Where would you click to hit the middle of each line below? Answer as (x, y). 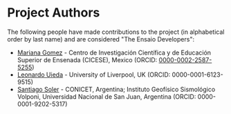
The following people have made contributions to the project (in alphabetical (116, 32)
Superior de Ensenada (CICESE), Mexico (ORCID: (87, 59)
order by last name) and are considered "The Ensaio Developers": (101, 39)
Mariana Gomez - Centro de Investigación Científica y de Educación (114, 53)
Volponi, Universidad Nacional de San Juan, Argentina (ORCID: (107, 96)
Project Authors (54, 13)
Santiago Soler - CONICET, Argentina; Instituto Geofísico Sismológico (116, 89)
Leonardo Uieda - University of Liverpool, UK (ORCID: (94, 75)
